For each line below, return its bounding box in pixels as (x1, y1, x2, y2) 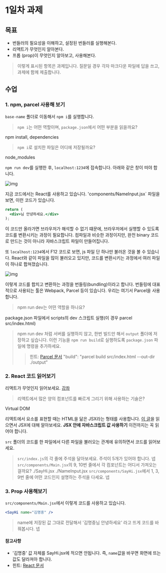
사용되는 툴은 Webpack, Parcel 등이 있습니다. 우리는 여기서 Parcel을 (18, 288, 151, 294)
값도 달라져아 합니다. (12, 556, 52, 562)
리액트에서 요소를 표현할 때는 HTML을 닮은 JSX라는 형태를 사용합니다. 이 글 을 (5, 415, 155, 421)
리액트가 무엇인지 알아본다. (12, 46, 64, 52)
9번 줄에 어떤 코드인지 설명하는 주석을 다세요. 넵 (17, 474, 110, 480)
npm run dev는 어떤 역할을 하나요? (17, 304, 85, 311)
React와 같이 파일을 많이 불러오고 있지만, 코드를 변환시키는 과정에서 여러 (11, 255, 151, 261)
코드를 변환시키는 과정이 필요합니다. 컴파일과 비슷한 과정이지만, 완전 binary (5, 232, 150, 238)
